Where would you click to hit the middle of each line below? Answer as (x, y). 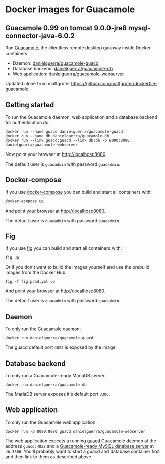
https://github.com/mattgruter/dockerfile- (114, 84)
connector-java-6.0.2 (40, 36)
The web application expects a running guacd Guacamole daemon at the (81, 441)
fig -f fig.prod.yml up (30, 282)
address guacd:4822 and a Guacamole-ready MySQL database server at (80, 446)
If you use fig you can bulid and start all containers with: (64, 248)
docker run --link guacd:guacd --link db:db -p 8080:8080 (67, 140)
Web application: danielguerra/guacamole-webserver (68, 74)
